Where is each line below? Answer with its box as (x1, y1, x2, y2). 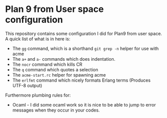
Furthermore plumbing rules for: (5, 92, 71, 98)
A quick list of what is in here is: (5, 36, 71, 42)
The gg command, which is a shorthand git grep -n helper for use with (12, 45, 159, 51)
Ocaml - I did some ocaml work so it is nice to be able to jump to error (12, 102, 156, 108)
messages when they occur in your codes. (12, 107, 100, 113)
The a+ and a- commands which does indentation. (12, 56, 116, 62)
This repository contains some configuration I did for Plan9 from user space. (5, 30, 162, 36)
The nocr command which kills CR (12, 61, 83, 67)
